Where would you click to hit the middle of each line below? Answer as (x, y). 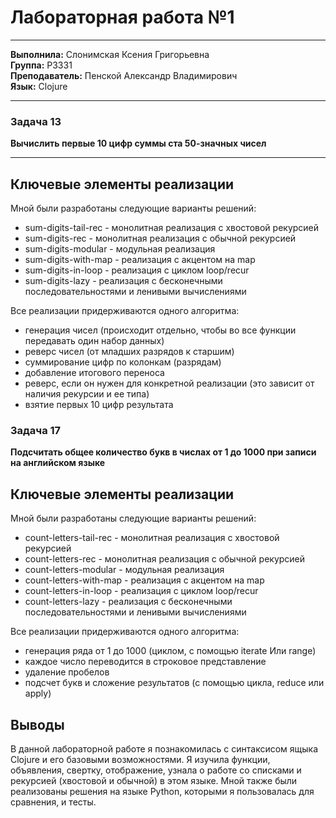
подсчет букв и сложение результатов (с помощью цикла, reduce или (174, 683)
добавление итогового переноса (94, 373)
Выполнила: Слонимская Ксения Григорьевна (110, 54)
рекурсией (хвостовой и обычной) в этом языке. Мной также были (154, 780)
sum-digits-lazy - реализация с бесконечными (123, 281)
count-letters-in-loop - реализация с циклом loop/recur (141, 591)
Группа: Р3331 (41, 65)
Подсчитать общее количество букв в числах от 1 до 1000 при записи (163, 452)
